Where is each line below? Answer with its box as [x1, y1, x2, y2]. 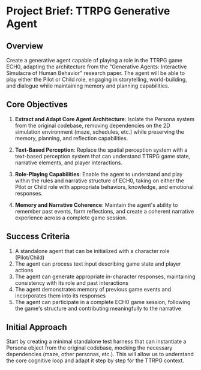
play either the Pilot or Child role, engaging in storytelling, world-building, [6, 76, 187, 83]
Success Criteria [6, 231, 70, 242]
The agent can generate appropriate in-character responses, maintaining [14, 273, 196, 280]
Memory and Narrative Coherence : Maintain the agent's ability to [14, 201, 178, 208]
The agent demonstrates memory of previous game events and [14, 285, 172, 293]
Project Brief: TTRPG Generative [6, 4, 170, 18]
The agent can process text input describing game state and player [14, 260, 181, 267]
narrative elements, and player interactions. [14, 159, 123, 166]
